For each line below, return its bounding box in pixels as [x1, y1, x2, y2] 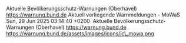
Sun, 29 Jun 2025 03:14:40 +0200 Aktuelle [6, 18, 113, 24]
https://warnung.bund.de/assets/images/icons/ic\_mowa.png [6, 30, 154, 37]
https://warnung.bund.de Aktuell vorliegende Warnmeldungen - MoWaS [6, 11, 181, 18]
